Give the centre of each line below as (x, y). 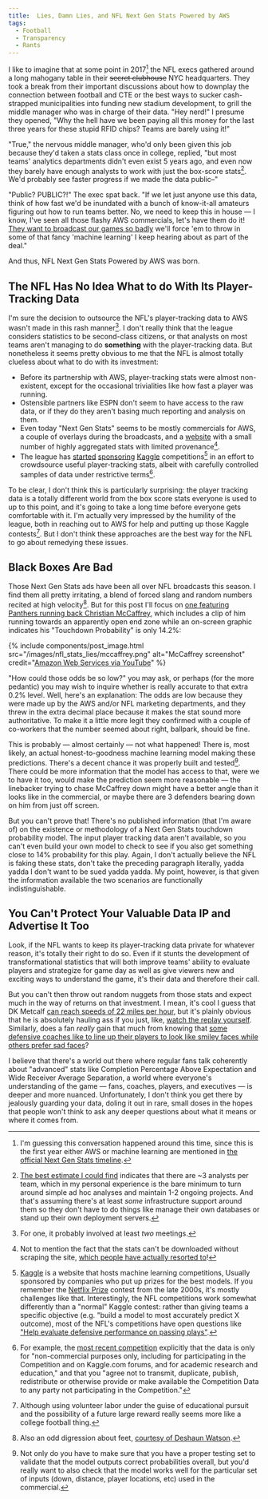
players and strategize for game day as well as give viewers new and (121, 971)
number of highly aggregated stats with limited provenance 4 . (120, 445)
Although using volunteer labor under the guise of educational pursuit (134, 1406)
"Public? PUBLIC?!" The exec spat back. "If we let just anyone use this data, (133, 195)
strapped (23, 103)
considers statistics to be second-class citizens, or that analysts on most (128, 336)
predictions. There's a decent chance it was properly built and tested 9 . (124, 762)
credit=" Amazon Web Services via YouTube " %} (87, 662)
